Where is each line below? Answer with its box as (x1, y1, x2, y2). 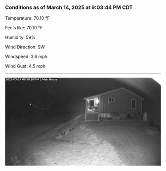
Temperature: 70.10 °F (5, 15, 50, 21)
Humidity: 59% (5, 34, 36, 41)
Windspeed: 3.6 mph (5, 54, 48, 59)
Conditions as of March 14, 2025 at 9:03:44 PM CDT (5, 4, 133, 11)
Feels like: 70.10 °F (5, 25, 43, 31)
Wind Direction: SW (5, 44, 45, 50)
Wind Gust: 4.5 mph (5, 63, 46, 69)
